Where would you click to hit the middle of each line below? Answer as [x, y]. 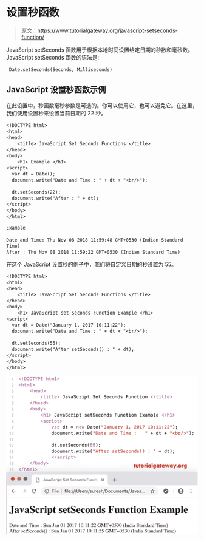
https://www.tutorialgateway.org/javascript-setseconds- [107, 30]
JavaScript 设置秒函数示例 [56, 90]
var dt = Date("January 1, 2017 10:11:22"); [69, 325]
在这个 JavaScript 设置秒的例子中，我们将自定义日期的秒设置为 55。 [92, 264]
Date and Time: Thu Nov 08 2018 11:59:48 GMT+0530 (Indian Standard [95, 240]
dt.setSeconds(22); [36, 192]
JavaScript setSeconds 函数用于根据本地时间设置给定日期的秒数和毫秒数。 [100, 50]
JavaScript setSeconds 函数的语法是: [53, 57]
